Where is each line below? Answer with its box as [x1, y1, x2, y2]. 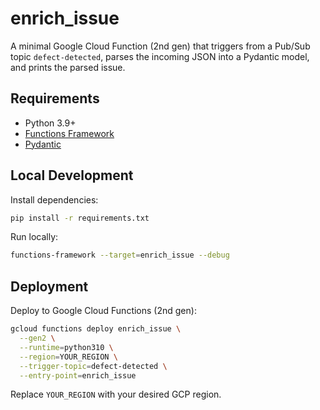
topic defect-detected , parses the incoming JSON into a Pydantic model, [10, 50, 310, 62]
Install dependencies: [10, 193, 99, 206]
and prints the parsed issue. [10, 61, 126, 73]
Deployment [10, 278, 89, 295]
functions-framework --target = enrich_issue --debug [10, 250, 230, 261]
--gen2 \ [19, 333, 56, 343]
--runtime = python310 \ [19, 342, 114, 352]
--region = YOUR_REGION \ [19, 352, 118, 362]
